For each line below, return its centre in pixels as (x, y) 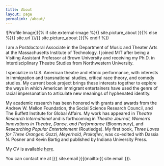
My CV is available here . (30, 149)
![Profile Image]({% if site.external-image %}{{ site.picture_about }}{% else (82, 33)
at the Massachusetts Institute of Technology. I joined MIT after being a (78, 53)
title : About (19, 10)
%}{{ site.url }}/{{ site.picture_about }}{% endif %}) (57, 38)
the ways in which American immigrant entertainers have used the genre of (82, 88)
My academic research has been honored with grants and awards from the (81, 103)
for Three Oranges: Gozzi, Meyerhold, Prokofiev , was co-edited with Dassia (82, 134)
